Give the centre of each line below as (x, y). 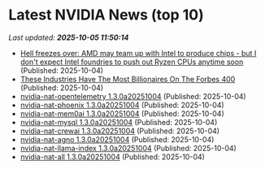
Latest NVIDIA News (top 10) (106, 15)
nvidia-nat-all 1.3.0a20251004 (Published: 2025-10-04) (113, 157)
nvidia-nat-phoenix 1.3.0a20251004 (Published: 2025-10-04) (122, 105)
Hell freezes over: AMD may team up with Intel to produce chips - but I (138, 53)
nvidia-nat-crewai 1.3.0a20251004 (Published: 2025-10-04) (120, 131)
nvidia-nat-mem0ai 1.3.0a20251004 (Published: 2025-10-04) (122, 113)
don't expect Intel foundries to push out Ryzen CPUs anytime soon (132, 62)
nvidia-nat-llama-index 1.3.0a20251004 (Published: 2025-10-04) (128, 148)
